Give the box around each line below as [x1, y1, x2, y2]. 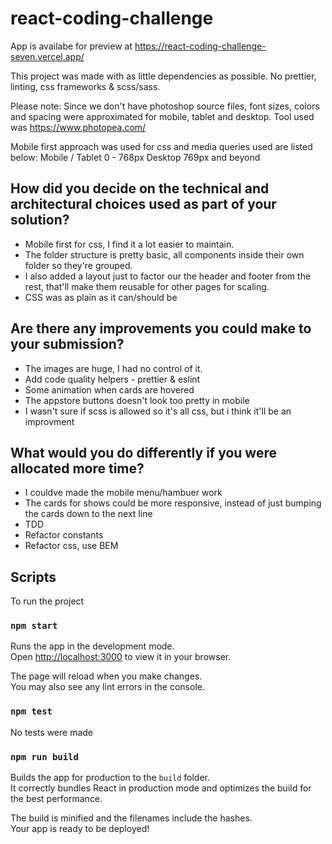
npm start [10, 620, 58, 632]
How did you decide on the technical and [10, 180, 270, 197]
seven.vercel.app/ [10, 50, 85, 62]
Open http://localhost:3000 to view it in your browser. [10, 651, 232, 663]
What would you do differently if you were [10, 444, 277, 461]
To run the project [10, 595, 85, 607]
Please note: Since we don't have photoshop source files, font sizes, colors [10, 100, 320, 112]
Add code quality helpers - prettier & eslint [24, 373, 201, 385]
